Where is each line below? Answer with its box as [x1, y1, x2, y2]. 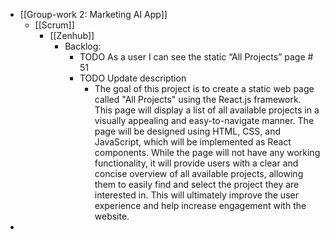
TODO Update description [79, 72, 187, 84]
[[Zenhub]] [49, 30, 95, 41]
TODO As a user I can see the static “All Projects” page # [79, 51, 314, 63]
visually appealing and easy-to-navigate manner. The [94, 115, 315, 126]
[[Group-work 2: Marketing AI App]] [19, 9, 168, 20]
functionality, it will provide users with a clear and [94, 157, 299, 169]
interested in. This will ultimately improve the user [94, 189, 299, 201]
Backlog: [64, 40, 102, 52]
